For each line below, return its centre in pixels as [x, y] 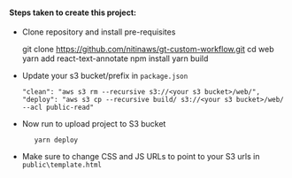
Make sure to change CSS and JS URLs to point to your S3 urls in [141, 157]
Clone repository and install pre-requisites [99, 32]
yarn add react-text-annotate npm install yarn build [115, 58]
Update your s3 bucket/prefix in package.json [105, 76]
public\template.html [61, 165]
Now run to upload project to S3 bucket [94, 124]
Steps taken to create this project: [73, 12]
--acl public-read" [58, 108]
